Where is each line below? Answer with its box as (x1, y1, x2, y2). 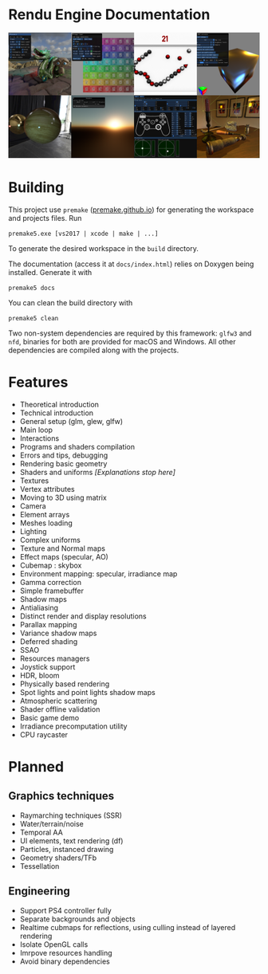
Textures (19, 476, 49, 485)
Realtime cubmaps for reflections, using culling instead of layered (19, 922, 236, 932)
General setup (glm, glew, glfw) (19, 416, 124, 426)
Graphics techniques (8, 789, 115, 803)
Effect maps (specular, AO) (19, 552, 109, 561)
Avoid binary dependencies (19, 956, 110, 966)
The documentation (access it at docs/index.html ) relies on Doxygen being (8, 259, 254, 269)
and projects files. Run (8, 213, 82, 222)
